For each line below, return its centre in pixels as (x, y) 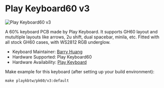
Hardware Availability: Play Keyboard (49, 62)
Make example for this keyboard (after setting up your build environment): (80, 71)
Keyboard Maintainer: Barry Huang (47, 52)
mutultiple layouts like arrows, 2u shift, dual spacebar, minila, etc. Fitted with (82, 37)
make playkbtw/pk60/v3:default (37, 81)
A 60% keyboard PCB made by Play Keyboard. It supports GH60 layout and (82, 31)
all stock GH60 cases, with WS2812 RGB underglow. (58, 42)
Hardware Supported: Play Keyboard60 (52, 57)
